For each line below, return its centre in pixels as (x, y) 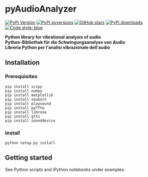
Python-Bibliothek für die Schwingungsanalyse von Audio (65, 42)
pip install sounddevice (30, 121)
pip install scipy (24, 87)
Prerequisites (21, 76)
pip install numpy (24, 91)
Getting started (29, 158)
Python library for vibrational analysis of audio (53, 37)
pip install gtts (23, 116)
